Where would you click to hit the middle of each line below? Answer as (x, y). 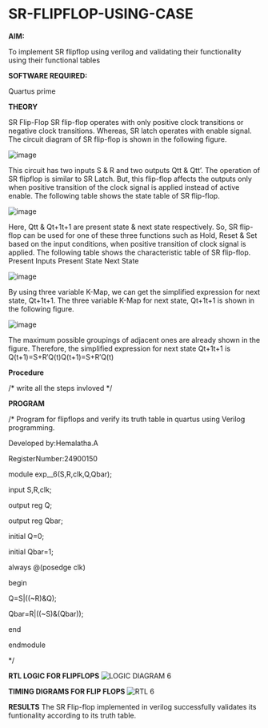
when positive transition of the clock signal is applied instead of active (124, 187)
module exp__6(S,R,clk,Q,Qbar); (60, 474)
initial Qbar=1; (31, 551)
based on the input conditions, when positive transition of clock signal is (127, 243)
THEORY (23, 107)
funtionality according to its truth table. (72, 715)
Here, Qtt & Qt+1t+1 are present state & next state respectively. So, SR (123, 227)
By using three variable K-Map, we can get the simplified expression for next (134, 292)
